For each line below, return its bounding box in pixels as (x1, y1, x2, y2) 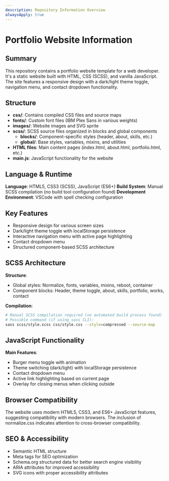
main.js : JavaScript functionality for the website (12, 155, 114, 162)
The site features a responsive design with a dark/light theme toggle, (5, 78, 149, 84)
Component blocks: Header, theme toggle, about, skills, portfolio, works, (12, 287, 164, 294)
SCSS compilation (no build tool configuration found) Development (5, 189, 146, 195)
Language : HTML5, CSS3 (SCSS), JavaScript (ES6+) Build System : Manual (5, 183, 163, 189)
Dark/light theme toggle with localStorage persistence (12, 228, 126, 234)
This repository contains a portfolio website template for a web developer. (5, 68, 160, 74)
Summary (5, 54, 37, 63)
